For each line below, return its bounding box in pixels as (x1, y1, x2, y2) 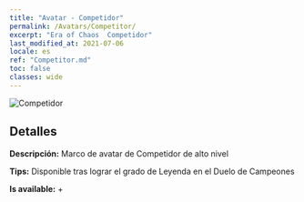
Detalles (9, 124, 57, 139)
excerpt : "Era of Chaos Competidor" (9, 30, 153, 39)
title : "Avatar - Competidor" (9, 13, 125, 23)
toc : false (9, 65, 51, 74)
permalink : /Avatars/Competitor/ (9, 22, 137, 31)
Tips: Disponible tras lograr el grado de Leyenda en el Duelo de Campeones (9, 166, 295, 177)
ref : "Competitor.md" (9, 56, 92, 65)
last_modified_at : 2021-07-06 (9, 38, 125, 48)
